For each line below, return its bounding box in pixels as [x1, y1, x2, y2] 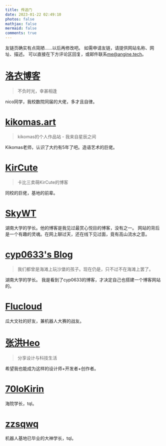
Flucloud [5, 300, 42, 312]
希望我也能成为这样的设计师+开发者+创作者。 [5, 365, 99, 371]
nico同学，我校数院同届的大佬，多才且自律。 [5, 98, 97, 104]
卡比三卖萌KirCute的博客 [17, 179, 68, 185]
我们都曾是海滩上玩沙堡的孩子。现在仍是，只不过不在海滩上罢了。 [17, 266, 153, 272]
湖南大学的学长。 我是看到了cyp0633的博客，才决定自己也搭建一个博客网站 [5, 276, 161, 282]
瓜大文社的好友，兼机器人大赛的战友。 [5, 318, 84, 324]
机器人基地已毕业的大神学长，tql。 [5, 435, 76, 441]
